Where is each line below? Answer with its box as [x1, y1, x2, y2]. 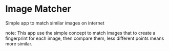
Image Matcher [5, 3, 71, 15]
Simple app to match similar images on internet [5, 20, 105, 26]
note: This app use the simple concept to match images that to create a [5, 30, 156, 36]
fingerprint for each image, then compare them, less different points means [5, 35, 164, 41]
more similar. [5, 40, 32, 46]
